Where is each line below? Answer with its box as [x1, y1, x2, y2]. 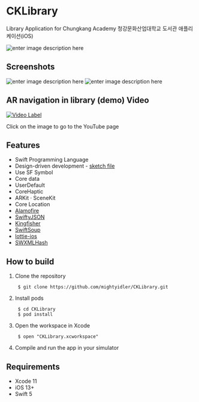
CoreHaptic [14, 188, 44, 195]
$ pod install [17, 311, 53, 318]
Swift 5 [14, 391, 33, 397]
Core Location [14, 201, 50, 208]
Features [6, 140, 40, 150]
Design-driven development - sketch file [14, 162, 115, 169]
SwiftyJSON [14, 213, 45, 221]
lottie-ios [14, 233, 37, 240]
